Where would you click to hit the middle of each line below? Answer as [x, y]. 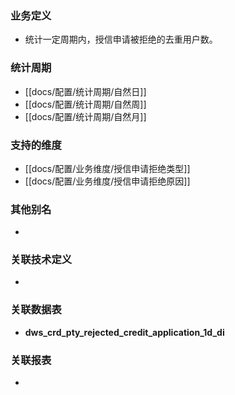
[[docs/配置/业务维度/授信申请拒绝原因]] [107, 181]
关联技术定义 [41, 260]
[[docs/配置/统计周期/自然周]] [85, 104]
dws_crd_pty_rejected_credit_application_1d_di [124, 332]
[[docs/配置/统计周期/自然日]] [85, 91]
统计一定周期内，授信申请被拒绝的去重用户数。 [121, 39]
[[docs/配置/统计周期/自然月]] [85, 116]
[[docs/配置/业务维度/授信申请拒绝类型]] [107, 168]
